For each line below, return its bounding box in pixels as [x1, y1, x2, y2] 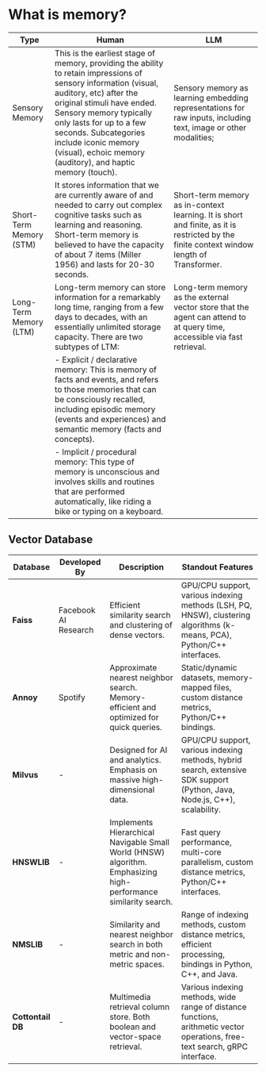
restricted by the [173, 229, 235, 240]
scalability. [180, 804, 222, 815]
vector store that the [173, 302, 249, 313]
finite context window [173, 239, 254, 250]
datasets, [180, 672, 216, 683]
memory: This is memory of [54, 363, 157, 375]
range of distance [180, 1001, 247, 1012]
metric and [109, 948, 150, 959]
